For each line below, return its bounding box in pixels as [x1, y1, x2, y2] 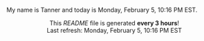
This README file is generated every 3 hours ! [49, 19, 179, 27]
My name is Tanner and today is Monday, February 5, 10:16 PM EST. [6, 6, 198, 14]
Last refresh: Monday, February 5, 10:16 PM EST [47, 27, 182, 34]
